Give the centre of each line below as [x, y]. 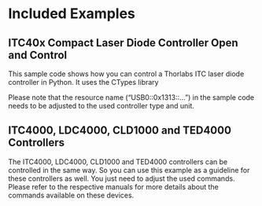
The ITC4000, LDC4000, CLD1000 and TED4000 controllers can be [118, 161]
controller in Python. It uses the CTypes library [83, 82]
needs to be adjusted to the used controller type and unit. [101, 106]
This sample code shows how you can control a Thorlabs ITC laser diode [126, 74]
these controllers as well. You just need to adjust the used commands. [122, 178]
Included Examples [72, 14]
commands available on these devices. [71, 195]
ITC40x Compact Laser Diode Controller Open [123, 43]
